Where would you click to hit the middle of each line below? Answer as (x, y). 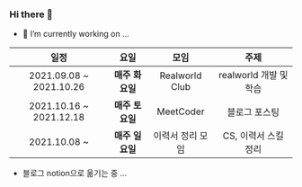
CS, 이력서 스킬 (253, 136)
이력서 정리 (175, 136)
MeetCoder (181, 111)
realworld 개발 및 (253, 76)
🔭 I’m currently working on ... (75, 34)
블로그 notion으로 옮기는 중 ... (75, 174)
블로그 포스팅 (253, 112)
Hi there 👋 (31, 14)
